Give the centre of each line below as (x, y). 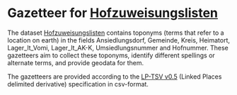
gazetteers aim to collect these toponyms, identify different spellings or (111, 55)
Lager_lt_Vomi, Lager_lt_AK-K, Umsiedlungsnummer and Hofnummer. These (118, 47)
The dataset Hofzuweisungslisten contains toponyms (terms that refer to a (116, 33)
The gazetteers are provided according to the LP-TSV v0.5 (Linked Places (115, 77)
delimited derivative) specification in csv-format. (78, 84)
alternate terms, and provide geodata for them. (75, 62)
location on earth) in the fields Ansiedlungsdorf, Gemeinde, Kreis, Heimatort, (119, 40)
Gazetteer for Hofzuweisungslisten (112, 13)
